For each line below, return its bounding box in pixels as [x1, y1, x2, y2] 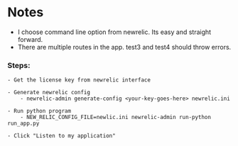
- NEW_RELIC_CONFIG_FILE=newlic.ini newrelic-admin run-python [20, 114, 212, 121]
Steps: [7, 60, 31, 70]
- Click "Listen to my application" [7, 133, 116, 140]
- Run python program [7, 108, 72, 115]
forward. [17, 35, 43, 43]
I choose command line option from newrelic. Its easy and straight [17, 28, 212, 36]
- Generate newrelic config [7, 89, 91, 96]
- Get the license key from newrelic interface [7, 77, 151, 84]
